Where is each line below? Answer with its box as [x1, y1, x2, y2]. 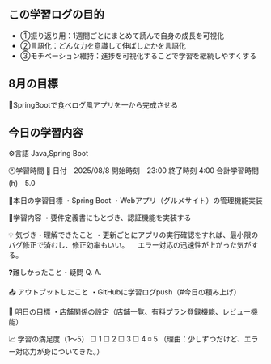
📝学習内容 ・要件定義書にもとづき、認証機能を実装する [8, 213, 192, 222]
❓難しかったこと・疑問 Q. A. [8, 268, 102, 277]
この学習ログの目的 [8, 7, 104, 22]
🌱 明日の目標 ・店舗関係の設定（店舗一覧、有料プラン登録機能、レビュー [8, 307, 252, 317]
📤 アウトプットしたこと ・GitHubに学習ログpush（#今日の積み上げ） [8, 287, 241, 297]
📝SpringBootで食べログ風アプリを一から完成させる [8, 99, 178, 109]
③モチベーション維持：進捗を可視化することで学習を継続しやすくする [19, 51, 257, 61]
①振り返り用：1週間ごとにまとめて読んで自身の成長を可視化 [19, 31, 225, 40]
